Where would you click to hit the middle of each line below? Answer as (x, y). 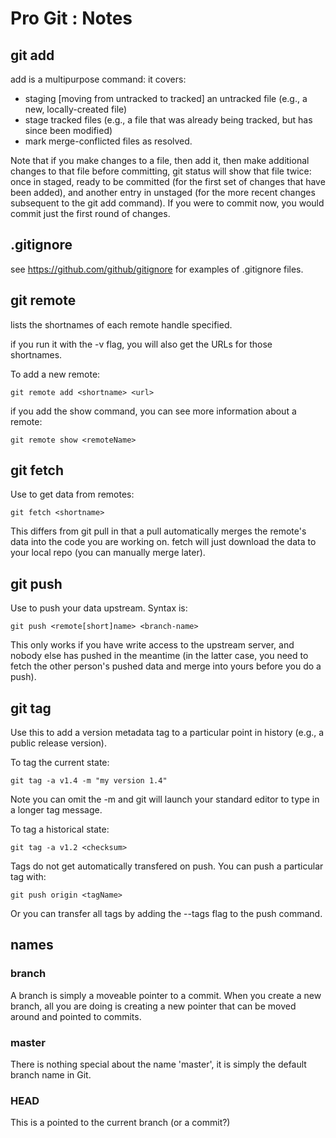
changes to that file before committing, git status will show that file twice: (161, 171)
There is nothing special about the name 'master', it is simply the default (158, 1064)
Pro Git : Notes (71, 18)
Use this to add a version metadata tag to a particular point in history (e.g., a (167, 733)
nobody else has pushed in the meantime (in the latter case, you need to (159, 656)
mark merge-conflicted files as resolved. (108, 141)
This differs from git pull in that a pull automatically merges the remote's (158, 531)
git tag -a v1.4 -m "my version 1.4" (89, 781)
